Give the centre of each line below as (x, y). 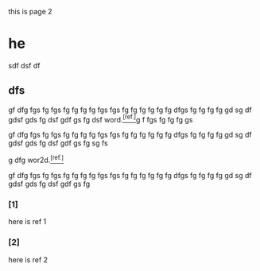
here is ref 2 (28, 259)
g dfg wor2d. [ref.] (36, 160)
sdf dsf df (24, 65)
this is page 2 (31, 12)
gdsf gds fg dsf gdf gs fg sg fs (58, 143)
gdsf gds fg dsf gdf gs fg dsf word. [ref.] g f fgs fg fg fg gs (101, 118)
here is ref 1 (27, 222)
